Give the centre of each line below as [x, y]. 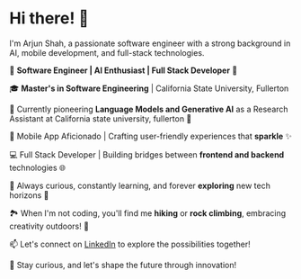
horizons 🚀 [29, 195]
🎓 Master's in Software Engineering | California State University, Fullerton [149, 88]
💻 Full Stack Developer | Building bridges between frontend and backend [147, 154]
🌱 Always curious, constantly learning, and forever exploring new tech [140, 185]
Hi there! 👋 [49, 18]
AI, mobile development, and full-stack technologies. [107, 52]
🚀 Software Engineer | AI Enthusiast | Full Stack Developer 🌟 [124, 70]
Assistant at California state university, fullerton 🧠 [101, 118]
